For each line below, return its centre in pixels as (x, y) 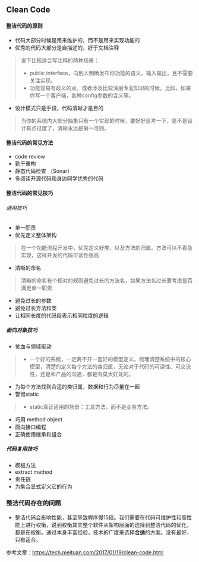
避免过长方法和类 (36, 308)
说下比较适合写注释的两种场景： (60, 60)
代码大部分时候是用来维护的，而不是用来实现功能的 (77, 40)
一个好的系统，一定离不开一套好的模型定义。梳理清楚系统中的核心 (110, 359)
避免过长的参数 (33, 300)
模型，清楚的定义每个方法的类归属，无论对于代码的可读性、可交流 (110, 367)
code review (30, 156)
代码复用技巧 (22, 449)
